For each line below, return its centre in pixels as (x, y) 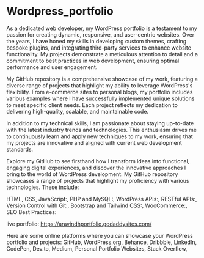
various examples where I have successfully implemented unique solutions (100, 98)
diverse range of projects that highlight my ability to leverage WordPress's (100, 85)
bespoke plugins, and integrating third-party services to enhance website (99, 48)
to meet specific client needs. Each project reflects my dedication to (92, 105)
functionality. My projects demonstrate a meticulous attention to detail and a (102, 54)
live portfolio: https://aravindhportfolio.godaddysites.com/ (79, 224)
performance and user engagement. (52, 67)
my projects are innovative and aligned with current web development (94, 142)
